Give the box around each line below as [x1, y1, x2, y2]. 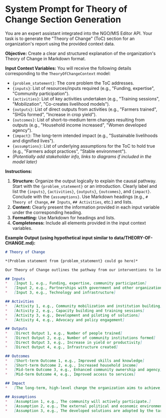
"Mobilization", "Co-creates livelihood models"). [12, 101, 110, 107]
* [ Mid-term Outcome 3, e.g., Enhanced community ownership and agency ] [5, 367, 163, 373]
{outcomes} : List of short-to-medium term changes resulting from [12, 117, 145, 123]
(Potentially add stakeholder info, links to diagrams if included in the [12, 153, 152, 159]
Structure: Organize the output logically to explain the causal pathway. [12, 178, 157, 184]
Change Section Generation [5, 14, 121, 25]
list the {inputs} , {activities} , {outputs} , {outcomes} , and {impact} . [12, 188, 152, 194]
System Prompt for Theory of [5, 3, 127, 15]
